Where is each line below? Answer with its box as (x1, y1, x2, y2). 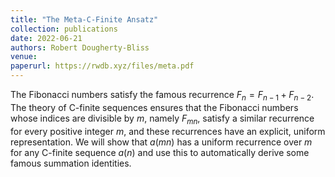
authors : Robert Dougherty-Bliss (10, 42, 150, 53)
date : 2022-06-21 (10, 33, 83, 43)
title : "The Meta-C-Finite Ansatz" (10, 14, 159, 25)
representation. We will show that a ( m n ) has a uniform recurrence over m (10, 136, 313, 148)
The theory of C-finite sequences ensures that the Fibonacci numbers (10, 101, 299, 113)
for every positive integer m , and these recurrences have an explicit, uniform (10, 125, 326, 137)
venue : (10, 52, 38, 62)
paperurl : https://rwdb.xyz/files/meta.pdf (10, 61, 195, 71)
